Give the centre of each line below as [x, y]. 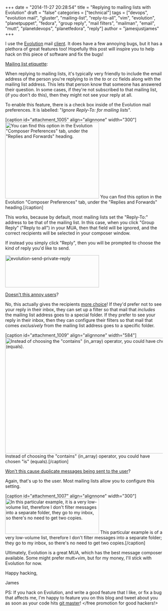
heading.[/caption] [24, 207]
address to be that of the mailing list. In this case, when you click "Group [80, 222]
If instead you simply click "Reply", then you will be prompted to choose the [83, 243]
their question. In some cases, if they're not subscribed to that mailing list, [81, 89]
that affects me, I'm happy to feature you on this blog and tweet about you [82, 598]
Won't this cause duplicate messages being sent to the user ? [68, 471]
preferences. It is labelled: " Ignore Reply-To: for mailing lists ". [68, 110]
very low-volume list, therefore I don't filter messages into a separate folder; [84, 538]
